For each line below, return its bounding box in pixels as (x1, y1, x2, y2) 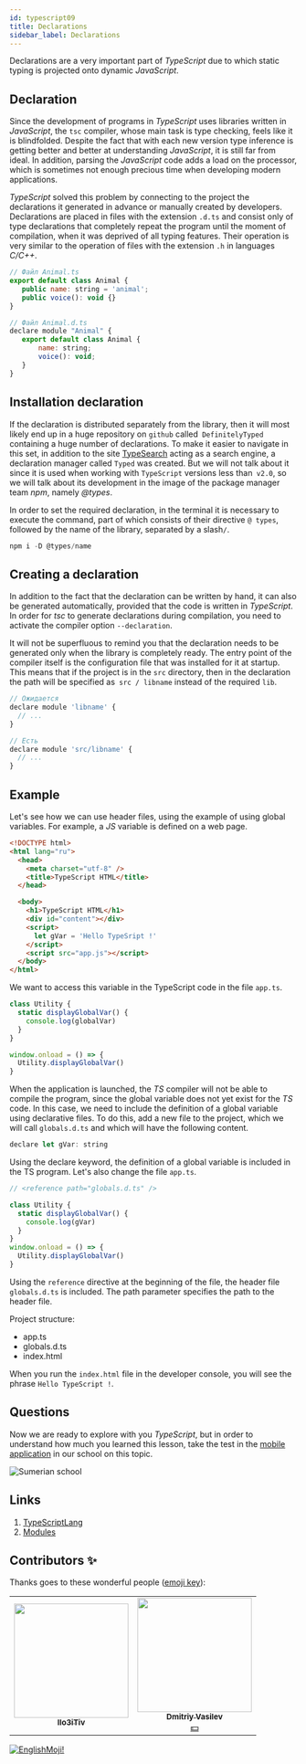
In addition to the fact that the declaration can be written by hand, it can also (9, 591, 297, 602)
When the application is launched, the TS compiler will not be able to (9, 1083, 268, 1094)
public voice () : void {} (21, 293, 117, 302)
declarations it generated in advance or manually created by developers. (9, 202, 283, 213)
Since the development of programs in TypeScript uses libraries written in (9, 116, 287, 127)
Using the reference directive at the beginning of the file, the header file (9, 1276, 280, 1287)
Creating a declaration (9, 566, 140, 582)
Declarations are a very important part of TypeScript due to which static (9, 56, 280, 67)
